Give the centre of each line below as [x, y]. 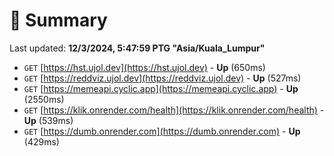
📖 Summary [58, 20]
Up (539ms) [48, 120]
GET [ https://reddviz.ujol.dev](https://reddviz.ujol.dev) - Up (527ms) [162, 78]
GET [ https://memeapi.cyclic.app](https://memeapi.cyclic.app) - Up [161, 88]
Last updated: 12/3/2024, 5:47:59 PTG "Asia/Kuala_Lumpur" [137, 48]
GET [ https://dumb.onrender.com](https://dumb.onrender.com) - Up [162, 131]
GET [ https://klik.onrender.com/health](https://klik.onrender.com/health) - [174, 110]
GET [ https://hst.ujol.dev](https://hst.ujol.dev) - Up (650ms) [144, 67]
